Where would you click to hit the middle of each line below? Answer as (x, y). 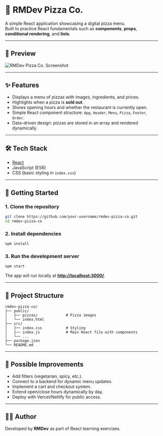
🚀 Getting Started (32, 192)
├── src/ (14, 324)
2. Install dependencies (33, 234)
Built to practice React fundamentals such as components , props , (71, 28)
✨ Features (22, 85)
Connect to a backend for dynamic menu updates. (62, 381)
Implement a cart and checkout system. (52, 386)
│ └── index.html (25, 319)
